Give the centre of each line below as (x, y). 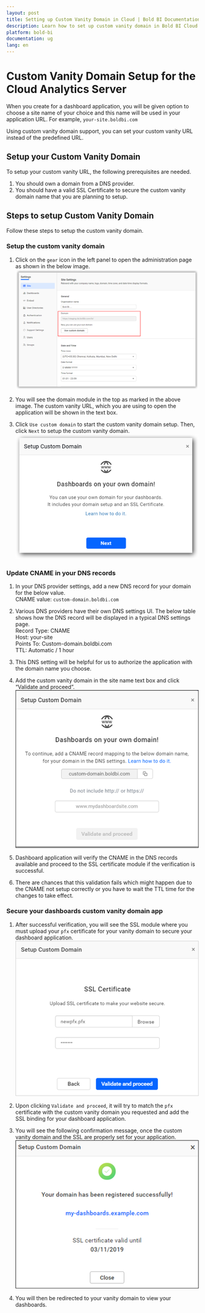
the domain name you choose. (53, 668)
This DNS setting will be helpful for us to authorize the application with (104, 662)
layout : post (23, 13)
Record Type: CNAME (42, 630)
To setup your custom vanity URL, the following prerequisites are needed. (99, 171)
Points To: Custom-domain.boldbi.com (63, 644)
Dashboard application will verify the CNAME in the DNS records (96, 857)
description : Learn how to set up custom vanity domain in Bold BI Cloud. (103, 26)
